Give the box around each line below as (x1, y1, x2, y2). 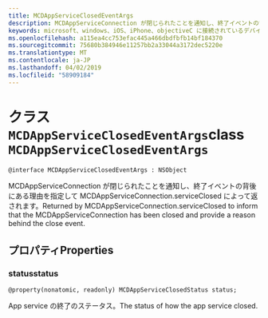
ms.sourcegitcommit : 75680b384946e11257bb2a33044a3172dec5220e (8, 42, 223, 50)
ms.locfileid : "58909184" (8, 71, 94, 79)
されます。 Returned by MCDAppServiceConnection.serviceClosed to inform (8, 201, 258, 210)
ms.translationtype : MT (8, 49, 88, 57)
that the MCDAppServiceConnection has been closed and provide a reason (8, 209, 256, 220)
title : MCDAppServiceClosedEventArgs (8, 11, 134, 20)
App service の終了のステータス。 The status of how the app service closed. (8, 301, 258, 311)
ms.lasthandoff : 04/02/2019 (8, 64, 102, 72)
